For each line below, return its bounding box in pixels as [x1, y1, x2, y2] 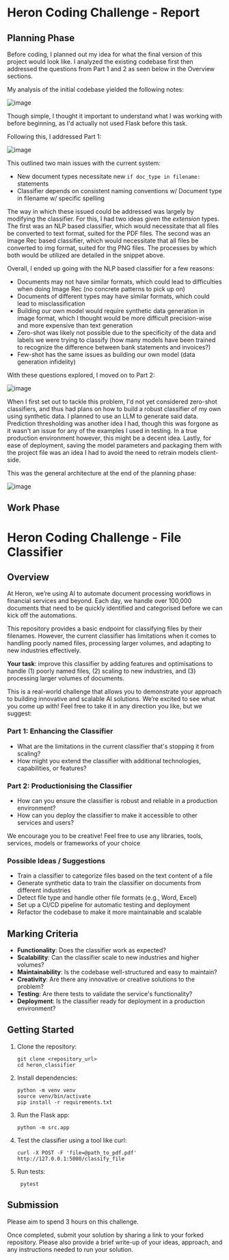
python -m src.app [16, 1124, 70, 1131]
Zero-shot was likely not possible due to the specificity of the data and [16, 329, 217, 336]
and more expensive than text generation [16, 321, 133, 330]
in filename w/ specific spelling [16, 194, 105, 202]
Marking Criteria [7, 928, 79, 939]
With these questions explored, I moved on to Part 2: [7, 371, 155, 379]
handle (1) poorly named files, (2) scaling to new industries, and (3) [7, 667, 196, 676]
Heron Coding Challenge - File [7, 530, 182, 545]
